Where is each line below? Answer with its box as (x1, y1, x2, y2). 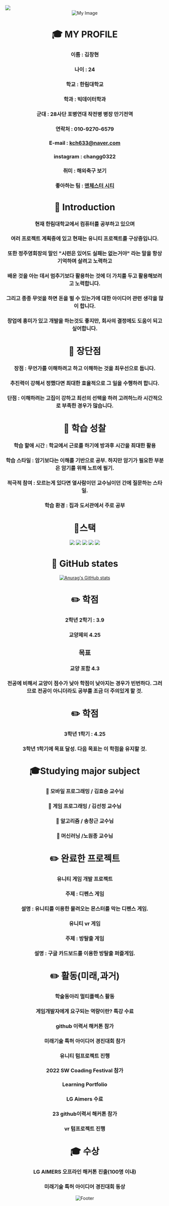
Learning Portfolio (62, 1081, 107, 1088)
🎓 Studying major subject (29, 765, 140, 777)
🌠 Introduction (54, 201, 116, 213)
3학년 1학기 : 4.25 (64, 730, 106, 737)
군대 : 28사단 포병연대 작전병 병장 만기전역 (36, 110, 133, 118)
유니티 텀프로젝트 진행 (60, 1052, 110, 1059)
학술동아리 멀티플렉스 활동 (54, 993, 115, 1000)
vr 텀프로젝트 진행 (64, 1125, 105, 1133)
